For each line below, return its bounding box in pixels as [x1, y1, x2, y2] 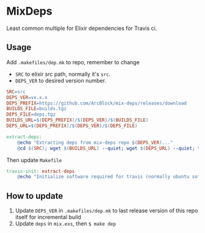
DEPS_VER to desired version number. [15, 76, 107, 84]
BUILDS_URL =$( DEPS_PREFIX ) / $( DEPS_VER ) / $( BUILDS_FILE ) [6, 117, 149, 124]
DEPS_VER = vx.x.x [6, 94, 48, 100]
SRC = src [6, 89, 26, 95]
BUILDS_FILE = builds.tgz [6, 106, 67, 112]
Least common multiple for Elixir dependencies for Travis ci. [6, 24, 157, 32]
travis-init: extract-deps [6, 168, 75, 174]
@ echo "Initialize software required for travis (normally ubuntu [17, 174, 190, 180]
